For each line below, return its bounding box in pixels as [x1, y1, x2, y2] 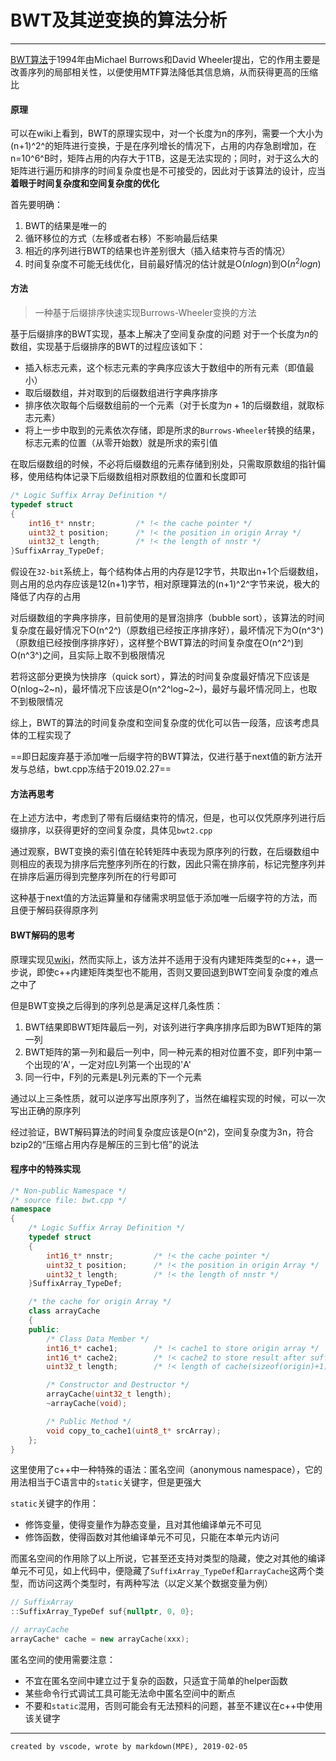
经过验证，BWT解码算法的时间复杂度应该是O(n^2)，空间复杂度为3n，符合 [10, 1126, 315, 1138]
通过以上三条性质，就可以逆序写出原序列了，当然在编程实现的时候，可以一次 [10, 1092, 326, 1104]
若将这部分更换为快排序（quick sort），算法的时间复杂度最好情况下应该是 [10, 671, 310, 683]
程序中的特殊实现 [10, 1163, 81, 1175]
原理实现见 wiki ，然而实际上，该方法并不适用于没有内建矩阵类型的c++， [10, 953, 307, 965]
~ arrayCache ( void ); [46, 1399, 128, 1409]
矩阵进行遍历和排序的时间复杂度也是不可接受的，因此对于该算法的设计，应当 [10, 165, 326, 177]
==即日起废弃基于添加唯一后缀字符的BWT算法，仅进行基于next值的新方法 [10, 751, 315, 763]
